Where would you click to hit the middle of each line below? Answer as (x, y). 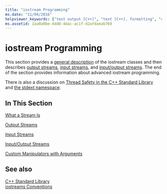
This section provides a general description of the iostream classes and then (83, 62)
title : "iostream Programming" (38, 10)
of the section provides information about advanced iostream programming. (83, 73)
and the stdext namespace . (33, 88)
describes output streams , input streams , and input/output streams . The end (83, 67)
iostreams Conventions (29, 187)
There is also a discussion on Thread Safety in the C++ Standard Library (79, 82)
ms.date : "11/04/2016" (29, 14)
